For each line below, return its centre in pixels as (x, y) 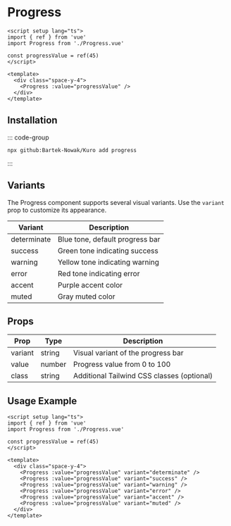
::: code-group (28, 137)
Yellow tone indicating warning (108, 262)
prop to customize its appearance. (57, 210)
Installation (32, 120)
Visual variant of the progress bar (128, 353)
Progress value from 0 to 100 (122, 365)
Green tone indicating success (108, 251)
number (54, 365)
